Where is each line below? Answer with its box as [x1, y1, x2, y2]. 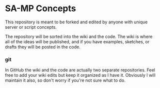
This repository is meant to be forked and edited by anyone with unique [5, 19, 148, 25]
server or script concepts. [5, 24, 57, 30]
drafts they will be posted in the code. [5, 44, 81, 50]
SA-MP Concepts [5, 3, 76, 14]
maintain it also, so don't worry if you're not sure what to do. [5, 77, 126, 83]
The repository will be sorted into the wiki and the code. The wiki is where [5, 34, 153, 39]
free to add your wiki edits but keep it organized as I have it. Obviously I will [5, 72, 156, 78]
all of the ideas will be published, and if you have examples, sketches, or [5, 38, 150, 44]
